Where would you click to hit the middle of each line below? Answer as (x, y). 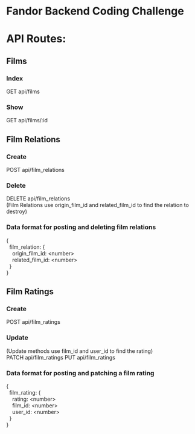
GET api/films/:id (27, 120)
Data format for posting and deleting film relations (81, 227)
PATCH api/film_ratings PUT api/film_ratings (61, 357)
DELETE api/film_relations (38, 199)
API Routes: (36, 39)
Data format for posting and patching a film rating (80, 373)
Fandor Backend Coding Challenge (95, 11)
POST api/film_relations (35, 170)
